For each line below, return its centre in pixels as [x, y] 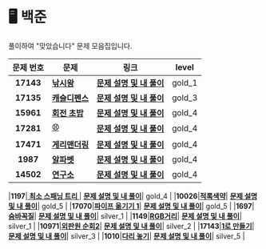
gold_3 [185, 98]
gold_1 [185, 82]
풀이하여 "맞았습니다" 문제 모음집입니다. [70, 46]
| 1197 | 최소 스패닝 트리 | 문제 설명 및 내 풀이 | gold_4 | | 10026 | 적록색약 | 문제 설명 [133, 196]
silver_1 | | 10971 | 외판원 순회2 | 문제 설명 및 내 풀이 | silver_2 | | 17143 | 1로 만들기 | [131, 226]
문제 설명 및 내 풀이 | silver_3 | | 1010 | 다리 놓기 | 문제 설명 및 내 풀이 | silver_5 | [127, 236]
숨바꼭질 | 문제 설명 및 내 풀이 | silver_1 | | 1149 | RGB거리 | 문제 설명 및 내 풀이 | [125, 216]
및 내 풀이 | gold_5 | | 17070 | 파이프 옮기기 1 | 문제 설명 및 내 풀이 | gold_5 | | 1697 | [131, 206]
